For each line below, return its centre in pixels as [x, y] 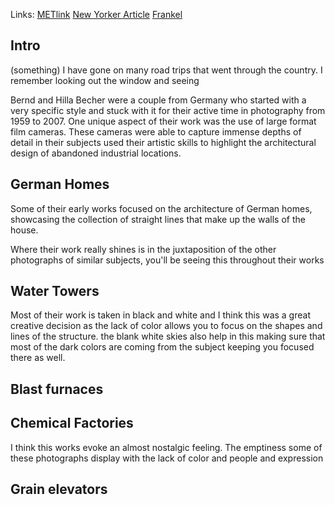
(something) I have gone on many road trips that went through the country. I [166, 70]
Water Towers [55, 291]
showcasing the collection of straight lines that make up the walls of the [158, 219]
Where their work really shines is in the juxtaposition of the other [143, 249]
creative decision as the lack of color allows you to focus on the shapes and [166, 326]
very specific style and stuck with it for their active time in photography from [168, 110]
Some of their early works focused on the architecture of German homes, [161, 208]
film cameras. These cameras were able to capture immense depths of [156, 131]
